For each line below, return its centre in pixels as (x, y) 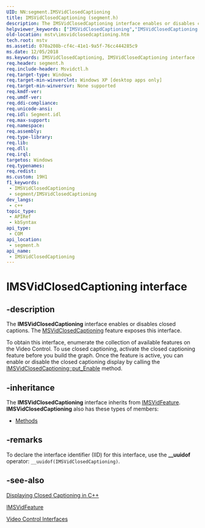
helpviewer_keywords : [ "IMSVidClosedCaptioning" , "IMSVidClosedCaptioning (102, 29)
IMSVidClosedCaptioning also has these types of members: (83, 409)
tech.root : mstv (27, 40)
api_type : (19, 228)
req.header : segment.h (35, 63)
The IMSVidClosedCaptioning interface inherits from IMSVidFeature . (94, 403)
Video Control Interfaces (37, 519)
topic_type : (21, 211)
